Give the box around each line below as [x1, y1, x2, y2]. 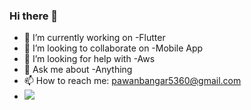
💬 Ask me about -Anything [23, 64, 133, 76]
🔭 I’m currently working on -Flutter [23, 32, 166, 44]
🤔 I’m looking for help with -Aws [23, 53, 156, 65]
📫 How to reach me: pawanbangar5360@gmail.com [23, 75, 242, 87]
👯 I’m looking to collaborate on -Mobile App [23, 42, 204, 54]
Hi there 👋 [9, 9, 59, 23]
